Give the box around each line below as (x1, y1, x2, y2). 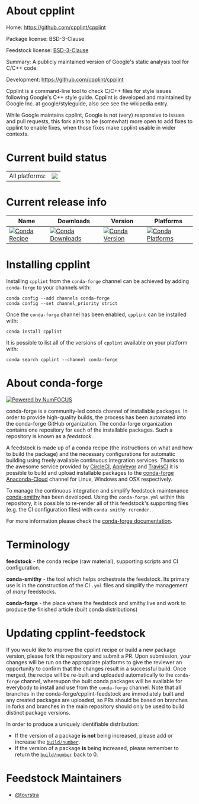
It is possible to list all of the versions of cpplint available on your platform (6, 339, 188, 346)
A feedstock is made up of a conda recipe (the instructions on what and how (6, 444, 193, 451)
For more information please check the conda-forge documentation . (6, 517, 173, 525)
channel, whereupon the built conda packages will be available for (20, 677, 182, 684)
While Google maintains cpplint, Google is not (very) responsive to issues (6, 111, 185, 118)
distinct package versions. (6, 709, 70, 716)
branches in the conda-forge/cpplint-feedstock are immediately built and (6, 690, 185, 697)
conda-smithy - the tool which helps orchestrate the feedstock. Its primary (6, 575, 190, 583)
